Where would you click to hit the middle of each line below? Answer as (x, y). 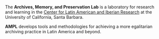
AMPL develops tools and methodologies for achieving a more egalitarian (79, 26)
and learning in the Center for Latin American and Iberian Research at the (79, 12)
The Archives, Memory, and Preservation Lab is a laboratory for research (80, 7)
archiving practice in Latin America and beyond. (53, 32)
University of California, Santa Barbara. (44, 17)
